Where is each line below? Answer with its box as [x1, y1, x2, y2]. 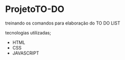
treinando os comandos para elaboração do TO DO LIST [5, 20, 121, 26]
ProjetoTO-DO [5, 3, 65, 15]
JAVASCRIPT [12, 50, 39, 56]
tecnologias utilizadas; [5, 29, 51, 35]
